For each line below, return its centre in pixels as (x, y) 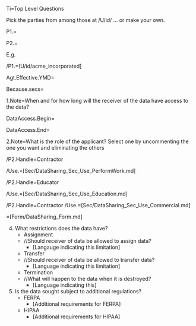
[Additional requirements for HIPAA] (76, 316)
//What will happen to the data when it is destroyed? (87, 279)
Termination (38, 272)
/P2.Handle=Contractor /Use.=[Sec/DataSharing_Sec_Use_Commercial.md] (99, 205)
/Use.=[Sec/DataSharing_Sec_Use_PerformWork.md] (71, 171)
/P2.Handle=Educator (33, 182)
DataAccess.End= (28, 130)
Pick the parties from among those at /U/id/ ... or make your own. (86, 20)
